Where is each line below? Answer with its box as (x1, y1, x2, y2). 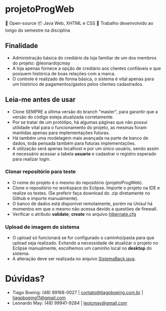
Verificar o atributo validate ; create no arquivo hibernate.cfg (12, 211, 136, 217)
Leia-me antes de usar (5, 96, 76, 104)
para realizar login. (12, 156, 51, 162)
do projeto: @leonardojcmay (12, 60, 70, 66)
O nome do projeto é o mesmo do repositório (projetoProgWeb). (12, 179, 143, 185)
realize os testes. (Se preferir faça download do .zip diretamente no (12, 190, 150, 196)
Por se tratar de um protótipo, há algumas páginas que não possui (12, 119, 148, 125)
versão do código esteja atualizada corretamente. (12, 114, 114, 120)
